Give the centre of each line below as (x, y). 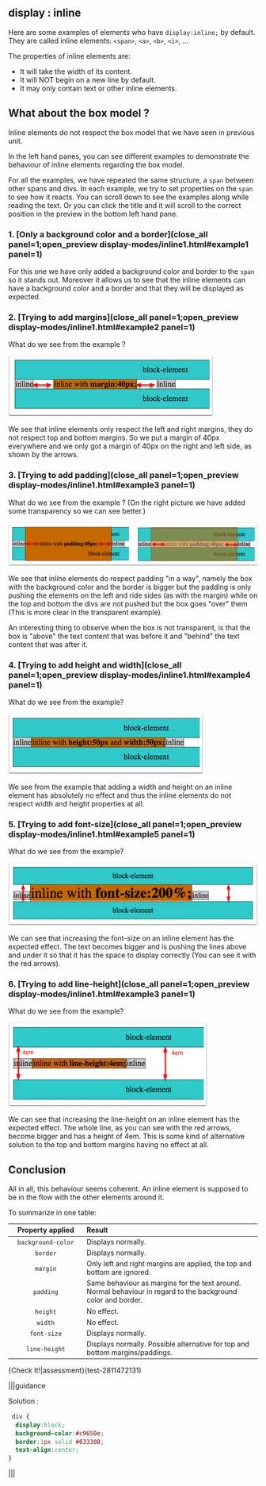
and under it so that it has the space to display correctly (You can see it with (132, 955)
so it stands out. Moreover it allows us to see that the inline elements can (127, 279)
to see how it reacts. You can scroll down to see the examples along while (129, 197)
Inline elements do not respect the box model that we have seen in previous (131, 132)
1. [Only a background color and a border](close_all (108, 234)
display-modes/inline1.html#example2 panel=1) (102, 327)
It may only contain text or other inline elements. (98, 88)
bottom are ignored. (119, 1272)
